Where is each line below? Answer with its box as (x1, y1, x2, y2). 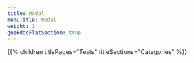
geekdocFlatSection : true (7, 29, 81, 36)
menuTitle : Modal (7, 16, 57, 23)
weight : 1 (7, 23, 36, 29)
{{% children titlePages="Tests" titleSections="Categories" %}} (7, 48, 188, 56)
